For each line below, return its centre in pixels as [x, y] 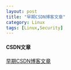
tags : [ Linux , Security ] [35, 28]
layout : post [22, 11]
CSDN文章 [18, 47]
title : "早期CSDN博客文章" [36, 17]
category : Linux [25, 22]
